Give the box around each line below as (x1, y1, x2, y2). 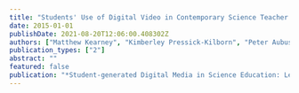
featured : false (9, 63, 69, 72)
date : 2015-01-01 (9, 21, 74, 30)
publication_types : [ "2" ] (9, 46, 105, 55)
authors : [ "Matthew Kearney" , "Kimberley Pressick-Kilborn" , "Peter (9, 37, 269, 47)
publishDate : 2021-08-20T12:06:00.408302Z (9, 29, 169, 38)
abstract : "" (9, 54, 58, 63)
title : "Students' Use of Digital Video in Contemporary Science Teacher (9, 12, 289, 22)
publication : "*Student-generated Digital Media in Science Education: (9, 71, 280, 80)
